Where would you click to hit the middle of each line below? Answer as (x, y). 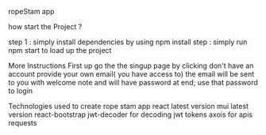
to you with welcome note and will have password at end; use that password (133, 82)
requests (23, 123)
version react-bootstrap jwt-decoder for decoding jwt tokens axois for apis (130, 114)
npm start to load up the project (60, 50)
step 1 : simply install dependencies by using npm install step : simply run (128, 42)
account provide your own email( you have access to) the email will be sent (131, 74)
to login (21, 91)
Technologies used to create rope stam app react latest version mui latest (128, 106)
